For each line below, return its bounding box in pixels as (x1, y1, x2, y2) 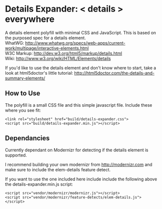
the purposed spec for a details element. (5, 35, 86, 41)
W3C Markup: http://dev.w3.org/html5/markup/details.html (5, 50, 122, 56)
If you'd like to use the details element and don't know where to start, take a (5, 64, 156, 71)
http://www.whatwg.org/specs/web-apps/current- (25, 40, 126, 46)
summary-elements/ (5, 75, 45, 81)
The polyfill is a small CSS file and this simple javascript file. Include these (5, 102, 152, 108)
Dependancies (5, 134, 50, 143)
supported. (5, 152, 27, 158)
